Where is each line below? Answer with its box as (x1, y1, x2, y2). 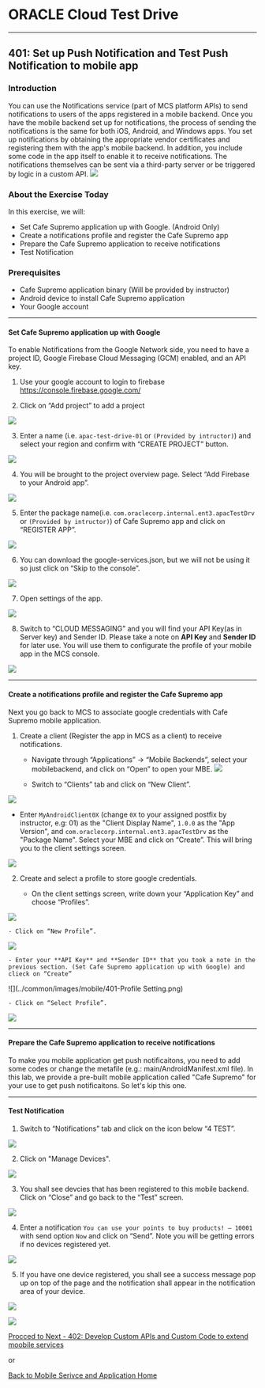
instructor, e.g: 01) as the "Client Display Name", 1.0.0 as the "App (19, 817, 235, 828)
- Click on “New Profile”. (8, 927, 97, 935)
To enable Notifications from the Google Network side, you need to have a (8, 345, 250, 355)
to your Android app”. (19, 478, 89, 487)
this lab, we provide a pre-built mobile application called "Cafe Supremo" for (8, 1072, 256, 1082)
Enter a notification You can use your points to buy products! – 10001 (19, 1223, 253, 1232)
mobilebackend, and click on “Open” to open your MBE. (31, 764, 213, 773)
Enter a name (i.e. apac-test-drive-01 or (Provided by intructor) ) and (19, 431, 252, 441)
